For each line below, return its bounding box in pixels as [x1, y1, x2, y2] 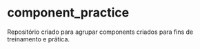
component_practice [7, 5, 130, 21]
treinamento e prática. [7, 35, 70, 43]
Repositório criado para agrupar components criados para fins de [7, 28, 194, 36]
